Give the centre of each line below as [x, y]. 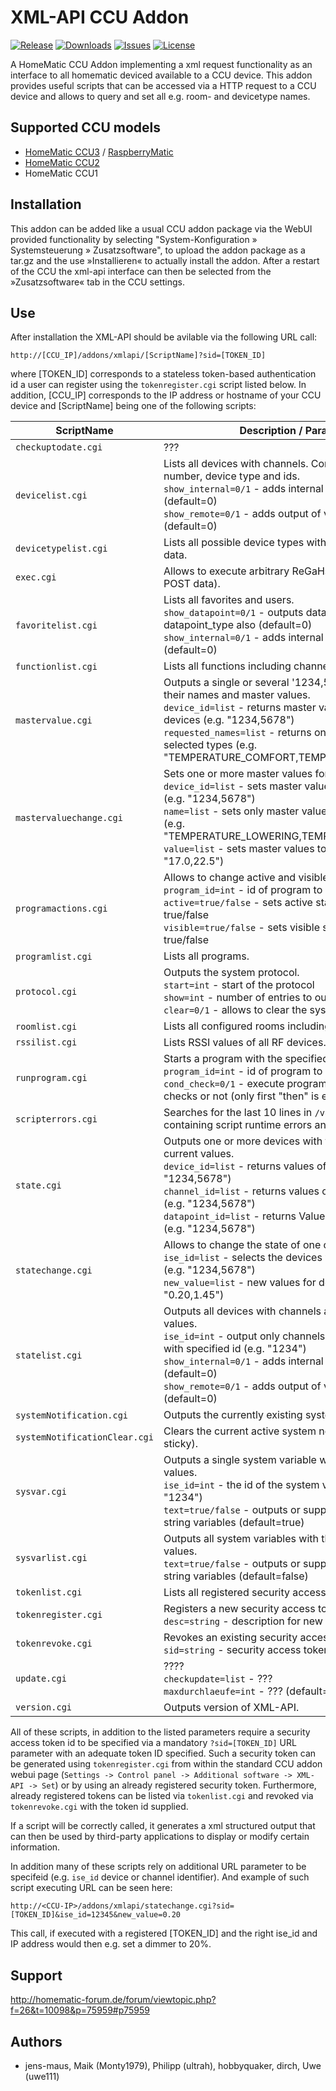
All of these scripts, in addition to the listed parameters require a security [160, 1732]
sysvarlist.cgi [51, 1558]
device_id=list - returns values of [245, 1166]
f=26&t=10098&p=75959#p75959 [80, 2010]
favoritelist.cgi [56, 625]
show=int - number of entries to [238, 998]
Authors [36, 2041]
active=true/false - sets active [238, 903]
